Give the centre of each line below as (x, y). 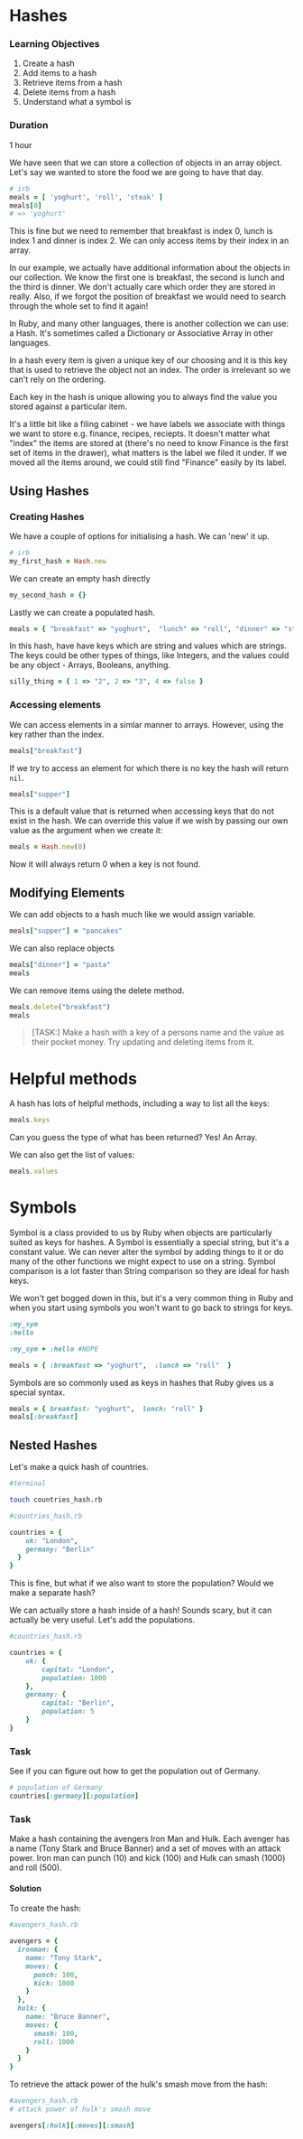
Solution (26, 1888)
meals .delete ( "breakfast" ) (60, 1007)
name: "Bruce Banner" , (68, 2017)
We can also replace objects (62, 948)
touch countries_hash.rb (56, 1500)
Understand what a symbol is (77, 102)
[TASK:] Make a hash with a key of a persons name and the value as (158, 1032)
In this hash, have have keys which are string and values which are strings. (148, 646)
